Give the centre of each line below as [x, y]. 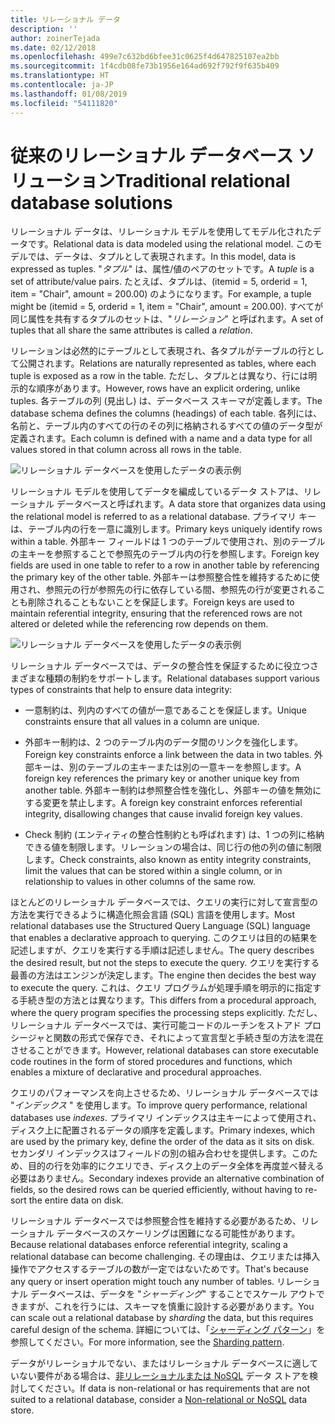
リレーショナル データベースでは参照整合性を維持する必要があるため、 [156, 1221]
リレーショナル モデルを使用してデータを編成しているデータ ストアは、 [157, 492]
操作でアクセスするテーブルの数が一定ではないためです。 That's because [159, 1269]
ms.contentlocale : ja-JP [62, 85]
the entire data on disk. [76, 1200]
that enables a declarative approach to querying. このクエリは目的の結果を [164, 938]
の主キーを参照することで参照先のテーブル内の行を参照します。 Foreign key [165, 554]
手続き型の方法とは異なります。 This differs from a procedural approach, [167, 1000]
